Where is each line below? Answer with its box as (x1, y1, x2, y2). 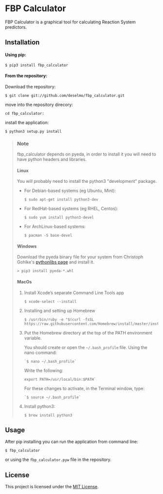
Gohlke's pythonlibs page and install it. (16, 259, 95, 265)
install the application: (5, 120, 49, 125)
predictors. (5, 24, 27, 30)
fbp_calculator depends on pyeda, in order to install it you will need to (16, 151, 156, 157)
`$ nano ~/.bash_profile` (24, 359, 77, 364)
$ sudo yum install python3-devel (24, 215, 94, 220)
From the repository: (5, 73, 48, 79)
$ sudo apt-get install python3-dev (24, 197, 98, 202)
